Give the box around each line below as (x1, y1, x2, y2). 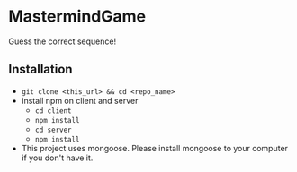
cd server (34, 125, 73, 134)
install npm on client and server (21, 95, 139, 106)
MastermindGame (8, 6, 147, 27)
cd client (34, 106, 73, 116)
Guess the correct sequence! (8, 36, 117, 47)
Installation (8, 62, 73, 77)
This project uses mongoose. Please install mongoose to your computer (21, 142, 289, 153)
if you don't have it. (21, 152, 94, 163)
